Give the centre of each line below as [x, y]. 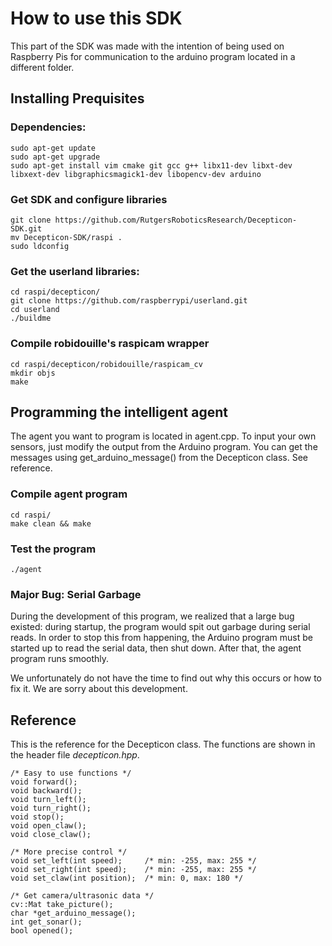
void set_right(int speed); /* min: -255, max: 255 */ [133, 870]
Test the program [53, 549]
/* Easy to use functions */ [71, 773]
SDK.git [26, 228]
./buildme [31, 318]
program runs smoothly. [60, 659]
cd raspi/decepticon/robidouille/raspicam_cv [106, 364]
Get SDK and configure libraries [89, 199]
